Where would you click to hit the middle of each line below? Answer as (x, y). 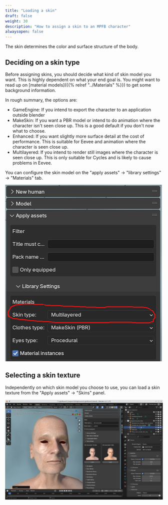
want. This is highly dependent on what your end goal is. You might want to (83, 80)
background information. (31, 90)
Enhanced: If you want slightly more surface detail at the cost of (78, 136)
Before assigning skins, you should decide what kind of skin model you (78, 74)
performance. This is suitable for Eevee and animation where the (79, 141)
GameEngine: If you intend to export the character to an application (82, 110)
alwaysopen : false (24, 32)
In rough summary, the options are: (41, 100)
